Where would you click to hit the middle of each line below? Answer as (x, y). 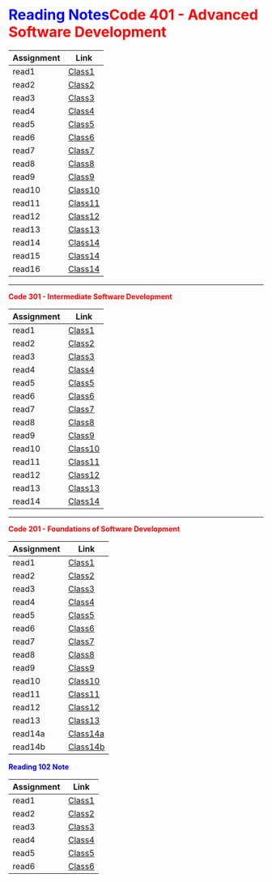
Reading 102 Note (39, 766)
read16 (26, 269)
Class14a (87, 733)
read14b (29, 747)
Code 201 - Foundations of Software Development (94, 529)
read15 (26, 255)
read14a (29, 733)
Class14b (87, 747)
